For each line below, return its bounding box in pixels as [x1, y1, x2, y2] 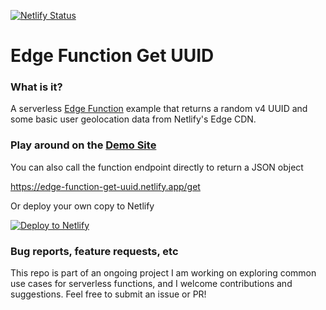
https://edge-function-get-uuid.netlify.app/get [10, 180, 201, 192]
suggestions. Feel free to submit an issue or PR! [10, 288, 207, 300]
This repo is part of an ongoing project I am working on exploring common [10, 267, 317, 279]
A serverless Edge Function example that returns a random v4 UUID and [10, 103, 308, 115]
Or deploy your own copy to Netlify [10, 200, 155, 212]
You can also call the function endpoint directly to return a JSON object [10, 161, 304, 173]
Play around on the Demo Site [10, 138, 157, 152]
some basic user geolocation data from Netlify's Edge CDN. [10, 113, 257, 125]
